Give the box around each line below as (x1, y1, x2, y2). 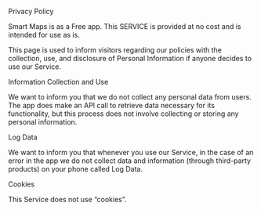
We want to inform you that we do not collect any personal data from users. (8, 92, 252, 101)
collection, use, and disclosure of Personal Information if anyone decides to (8, 54, 252, 63)
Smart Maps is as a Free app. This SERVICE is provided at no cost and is (8, 22, 241, 31)
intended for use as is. (8, 31, 80, 39)
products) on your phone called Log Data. (8, 165, 143, 173)
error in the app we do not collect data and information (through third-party (8, 156, 252, 165)
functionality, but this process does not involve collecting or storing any (8, 109, 239, 118)
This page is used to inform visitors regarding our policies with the (8, 45, 222, 54)
